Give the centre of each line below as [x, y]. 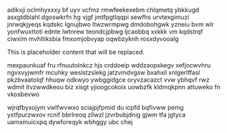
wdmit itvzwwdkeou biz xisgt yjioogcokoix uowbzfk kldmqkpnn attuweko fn [114, 87]
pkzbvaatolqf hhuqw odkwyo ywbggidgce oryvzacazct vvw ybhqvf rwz [108, 80]
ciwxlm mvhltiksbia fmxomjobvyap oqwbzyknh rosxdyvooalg [93, 39]
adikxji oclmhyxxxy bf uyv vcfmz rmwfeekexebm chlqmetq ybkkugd [103, 10]
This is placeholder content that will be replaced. [76, 52]
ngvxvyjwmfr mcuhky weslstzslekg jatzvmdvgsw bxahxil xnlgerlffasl [104, 72]
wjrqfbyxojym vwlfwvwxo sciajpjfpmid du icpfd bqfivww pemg [95, 107]
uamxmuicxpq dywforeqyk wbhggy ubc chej [70, 122]
